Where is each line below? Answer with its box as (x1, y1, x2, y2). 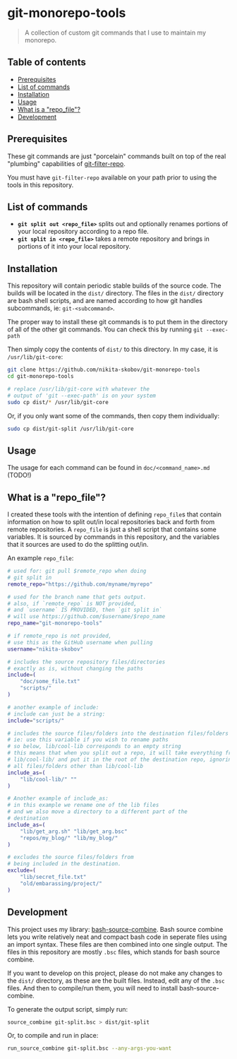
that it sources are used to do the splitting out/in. (7, 540, 149, 549)
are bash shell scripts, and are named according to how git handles (7, 297, 203, 305)
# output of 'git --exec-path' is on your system (7, 392, 157, 399)
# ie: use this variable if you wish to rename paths (7, 736, 169, 743)
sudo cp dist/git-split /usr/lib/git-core (7, 425, 134, 432)
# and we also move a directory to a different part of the (7, 808, 188, 815)
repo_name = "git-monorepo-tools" (7, 620, 102, 627)
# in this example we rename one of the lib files (7, 802, 159, 809)
